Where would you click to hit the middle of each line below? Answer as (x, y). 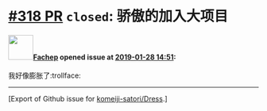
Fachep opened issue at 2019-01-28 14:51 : (104, 57)
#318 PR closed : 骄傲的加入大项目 (118, 16)
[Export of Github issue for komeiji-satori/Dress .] (88, 99)
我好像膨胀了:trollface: (44, 75)
